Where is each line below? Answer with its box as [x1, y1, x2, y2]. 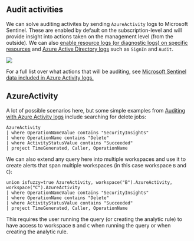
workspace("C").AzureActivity [6, 184, 81, 190]
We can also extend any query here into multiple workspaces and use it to [6, 156, 186, 163]
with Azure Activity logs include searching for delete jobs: [6, 113, 146, 120]
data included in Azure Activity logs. [6, 74, 94, 81]
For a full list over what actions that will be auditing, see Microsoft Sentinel [6, 68, 187, 75]
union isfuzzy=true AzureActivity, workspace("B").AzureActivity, [6, 179, 173, 185]
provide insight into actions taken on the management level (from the [6, 32, 174, 40]
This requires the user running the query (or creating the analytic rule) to [6, 215, 183, 223]
